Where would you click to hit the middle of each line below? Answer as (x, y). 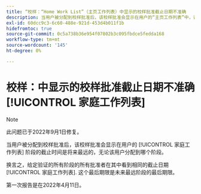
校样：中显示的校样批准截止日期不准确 (101, 87)
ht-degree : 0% (24, 51)
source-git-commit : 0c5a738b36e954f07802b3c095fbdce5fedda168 (85, 34)
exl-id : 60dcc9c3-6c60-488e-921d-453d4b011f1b (65, 23)
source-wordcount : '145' (37, 46)
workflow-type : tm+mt (33, 40)
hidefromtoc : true (29, 28)
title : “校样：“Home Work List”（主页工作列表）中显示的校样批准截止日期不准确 (96, 12)
